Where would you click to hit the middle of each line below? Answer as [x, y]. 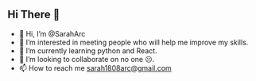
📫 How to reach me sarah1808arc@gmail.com [95, 67]
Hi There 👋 [34, 15]
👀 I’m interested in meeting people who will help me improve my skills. [134, 42]
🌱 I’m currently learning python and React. [88, 50]
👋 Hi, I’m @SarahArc [52, 33]
